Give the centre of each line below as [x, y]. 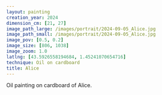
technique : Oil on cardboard [43, 62]
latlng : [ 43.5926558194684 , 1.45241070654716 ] [66, 57]
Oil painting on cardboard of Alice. [49, 85]
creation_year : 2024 [32, 18]
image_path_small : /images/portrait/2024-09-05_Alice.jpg [81, 34]
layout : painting [28, 12]
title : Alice [23, 68]
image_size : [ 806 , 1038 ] [38, 46]
